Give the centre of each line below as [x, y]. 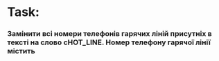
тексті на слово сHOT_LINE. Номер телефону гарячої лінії [109, 42]
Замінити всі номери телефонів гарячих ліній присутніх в [110, 34]
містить [21, 51]
